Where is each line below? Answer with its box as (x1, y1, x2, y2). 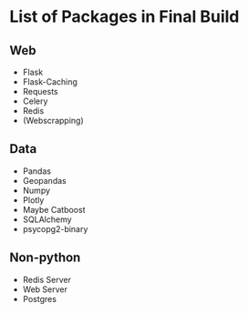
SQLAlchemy (22, 214, 72, 225)
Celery (22, 96, 48, 106)
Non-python (9, 250, 81, 266)
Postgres (22, 293, 57, 304)
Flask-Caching (22, 76, 77, 87)
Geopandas (22, 175, 67, 186)
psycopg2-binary (22, 223, 88, 234)
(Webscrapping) (22, 116, 84, 126)
